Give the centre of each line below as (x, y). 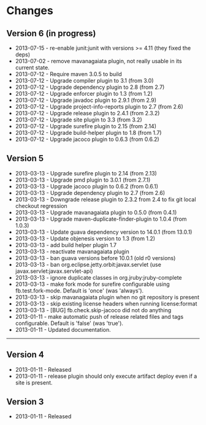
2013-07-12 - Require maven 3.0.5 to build (69, 74)
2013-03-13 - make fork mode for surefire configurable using (92, 284)
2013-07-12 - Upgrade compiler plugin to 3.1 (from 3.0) (85, 81)
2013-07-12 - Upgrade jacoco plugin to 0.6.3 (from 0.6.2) (87, 139)
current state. (32, 67)
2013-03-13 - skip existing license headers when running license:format (106, 304)
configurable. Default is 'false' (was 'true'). (69, 323)
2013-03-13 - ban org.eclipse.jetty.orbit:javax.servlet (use (88, 264)
